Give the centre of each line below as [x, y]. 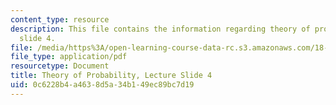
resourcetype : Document [60, 66]
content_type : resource [60, 19]
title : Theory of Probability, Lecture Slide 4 [111, 76]
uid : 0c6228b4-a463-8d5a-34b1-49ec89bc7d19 [102, 85]
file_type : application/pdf [69, 57]
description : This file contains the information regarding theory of [160, 29]
